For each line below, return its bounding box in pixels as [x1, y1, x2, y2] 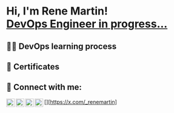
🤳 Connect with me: [6, 82, 82, 92]
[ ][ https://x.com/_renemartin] [44, 98, 117, 105]
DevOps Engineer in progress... [6, 17, 168, 31]
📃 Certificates [6, 62, 59, 72]
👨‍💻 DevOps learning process [6, 41, 117, 51]
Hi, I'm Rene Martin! [6, 4, 108, 18]
